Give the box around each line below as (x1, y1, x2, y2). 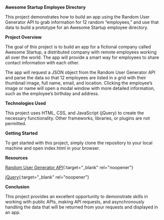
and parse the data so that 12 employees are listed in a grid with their (5, 75, 147, 80)
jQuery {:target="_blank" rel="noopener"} (5, 174, 89, 180)
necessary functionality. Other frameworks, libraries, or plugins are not (5, 115, 150, 121)
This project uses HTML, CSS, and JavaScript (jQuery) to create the (5, 110, 144, 116)
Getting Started (5, 130, 38, 136)
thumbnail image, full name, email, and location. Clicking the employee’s (5, 80, 153, 86)
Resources (5, 155, 28, 161)
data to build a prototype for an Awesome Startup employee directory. (5, 24, 148, 30)
